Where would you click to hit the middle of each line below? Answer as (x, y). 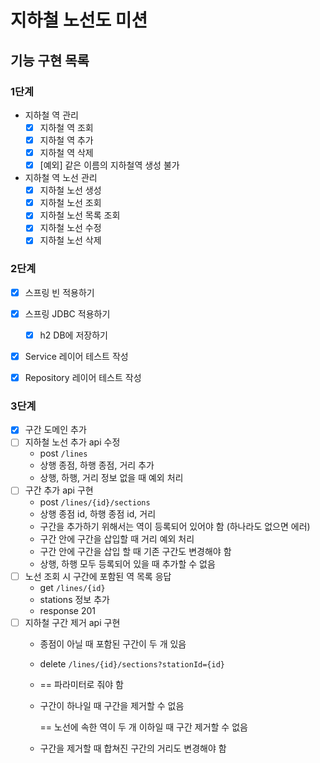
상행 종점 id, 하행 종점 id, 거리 (98, 513)
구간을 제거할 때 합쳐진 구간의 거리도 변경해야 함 (133, 748)
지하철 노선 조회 (70, 203)
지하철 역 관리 (51, 115)
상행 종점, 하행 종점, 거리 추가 (97, 465)
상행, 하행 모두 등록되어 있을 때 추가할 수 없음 (127, 563)
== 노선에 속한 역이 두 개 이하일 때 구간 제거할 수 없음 (143, 727)
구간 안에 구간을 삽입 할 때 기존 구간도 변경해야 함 (135, 551)
